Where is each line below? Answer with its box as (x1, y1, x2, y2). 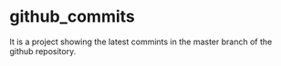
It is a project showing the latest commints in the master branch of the (9, 36, 273, 47)
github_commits (9, 6, 135, 27)
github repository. (9, 45, 77, 56)
